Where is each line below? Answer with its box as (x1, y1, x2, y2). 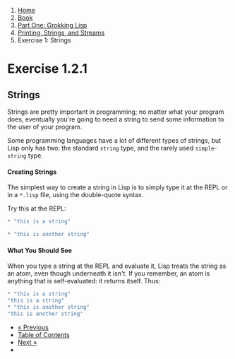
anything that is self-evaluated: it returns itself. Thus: (7, 277, 161, 286)
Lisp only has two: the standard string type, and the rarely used (7, 144, 194, 152)
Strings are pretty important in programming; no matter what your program (7, 107, 224, 116)
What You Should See (7, 246, 73, 254)
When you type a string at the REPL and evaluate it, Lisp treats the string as (7, 261, 227, 271)
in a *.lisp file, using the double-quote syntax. (7, 191, 144, 199)
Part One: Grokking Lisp (17, 21, 88, 29)
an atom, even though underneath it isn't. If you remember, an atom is (7, 269, 210, 278)
